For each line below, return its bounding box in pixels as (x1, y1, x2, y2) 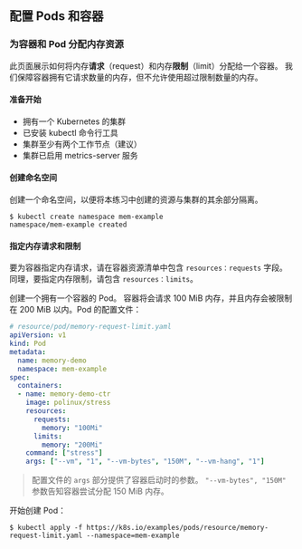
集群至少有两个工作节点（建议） (22, 139, 142, 149)
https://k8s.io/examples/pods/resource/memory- (86, 524, 269, 533)
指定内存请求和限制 (9, 240, 81, 251)
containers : (17, 381, 63, 390)
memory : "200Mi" (42, 440, 103, 449)
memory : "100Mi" (42, 423, 103, 432)
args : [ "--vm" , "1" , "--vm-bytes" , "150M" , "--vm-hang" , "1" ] (25, 457, 265, 467)
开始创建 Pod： (9, 506, 66, 516)
